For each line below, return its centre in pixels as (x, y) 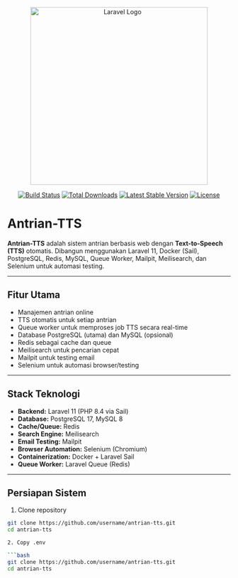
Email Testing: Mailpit (50, 441)
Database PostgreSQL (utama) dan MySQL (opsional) (95, 335)
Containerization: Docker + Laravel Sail (76, 456)
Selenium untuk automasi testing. (56, 266)
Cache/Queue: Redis (49, 426)
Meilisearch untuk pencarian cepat (68, 350)
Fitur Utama (34, 295)
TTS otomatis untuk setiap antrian (67, 319)
